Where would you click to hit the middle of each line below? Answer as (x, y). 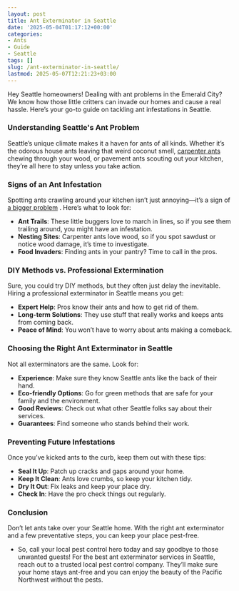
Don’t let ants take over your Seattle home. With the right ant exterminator (116, 528)
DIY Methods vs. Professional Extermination (86, 271)
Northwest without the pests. (60, 580)
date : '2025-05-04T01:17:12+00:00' (60, 27)
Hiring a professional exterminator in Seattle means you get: (96, 293)
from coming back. (45, 323)
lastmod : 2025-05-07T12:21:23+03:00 (62, 74)
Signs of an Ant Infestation (55, 184)
